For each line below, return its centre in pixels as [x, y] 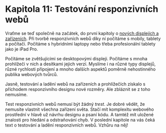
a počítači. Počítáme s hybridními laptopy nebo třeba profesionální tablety [81, 44]
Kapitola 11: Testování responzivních [82, 9]
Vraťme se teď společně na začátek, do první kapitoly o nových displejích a [82, 33]
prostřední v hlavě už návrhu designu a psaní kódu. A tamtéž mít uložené [79, 114]
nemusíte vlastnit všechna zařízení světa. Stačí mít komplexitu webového [80, 109]
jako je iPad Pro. [22, 49]
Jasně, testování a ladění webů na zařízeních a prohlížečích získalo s [75, 84]
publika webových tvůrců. [31, 74]
